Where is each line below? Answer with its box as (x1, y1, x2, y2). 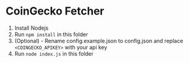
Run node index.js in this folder (14, 50, 94, 57)
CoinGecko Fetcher (5, 4, 104, 18)
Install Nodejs (14, 24, 49, 31)
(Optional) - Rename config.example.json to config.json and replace (14, 37, 184, 44)
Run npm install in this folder (14, 30, 88, 38)
